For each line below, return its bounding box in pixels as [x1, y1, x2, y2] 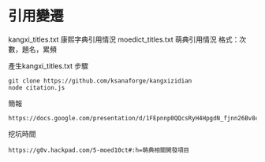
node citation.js [8, 83, 65, 91]
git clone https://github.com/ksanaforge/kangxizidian [8, 76, 192, 85]
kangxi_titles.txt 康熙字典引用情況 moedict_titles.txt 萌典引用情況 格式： [8, 35, 240, 44]
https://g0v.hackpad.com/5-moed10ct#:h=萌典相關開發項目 [8, 146, 190, 154]
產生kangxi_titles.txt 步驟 [8, 61, 89, 71]
